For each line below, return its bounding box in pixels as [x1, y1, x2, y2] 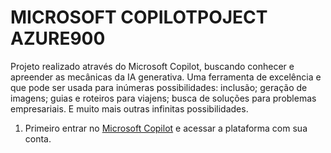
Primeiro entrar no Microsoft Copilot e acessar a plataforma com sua [24, 122, 308, 134]
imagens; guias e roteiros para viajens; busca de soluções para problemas [10, 92, 317, 104]
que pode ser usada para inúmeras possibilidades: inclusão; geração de [10, 81, 308, 93]
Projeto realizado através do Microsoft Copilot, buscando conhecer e [10, 60, 295, 72]
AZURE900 [10, 27, 106, 50]
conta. [24, 132, 52, 145]
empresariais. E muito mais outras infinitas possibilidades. [10, 102, 249, 115]
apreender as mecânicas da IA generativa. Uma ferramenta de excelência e [10, 71, 322, 83]
